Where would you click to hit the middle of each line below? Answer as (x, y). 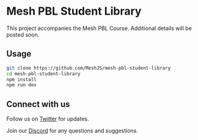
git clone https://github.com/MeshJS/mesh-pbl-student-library (89, 68)
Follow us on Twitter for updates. (48, 119)
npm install (21, 79)
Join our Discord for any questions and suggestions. (72, 131)
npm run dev (21, 85)
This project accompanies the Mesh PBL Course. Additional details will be (99, 28)
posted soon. (23, 34)
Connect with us (38, 104)
